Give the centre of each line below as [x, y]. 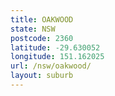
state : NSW [33, 29]
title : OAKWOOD [42, 19]
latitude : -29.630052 [55, 47]
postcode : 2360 [42, 38]
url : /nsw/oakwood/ [51, 66]
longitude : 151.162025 [57, 57]
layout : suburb [42, 76]
